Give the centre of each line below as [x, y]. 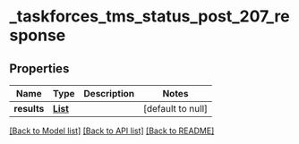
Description [109, 93]
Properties [39, 68]
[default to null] [175, 109]
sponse [38, 35]
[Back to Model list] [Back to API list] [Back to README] [112, 131]
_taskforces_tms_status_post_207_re [149, 17]
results [29, 109]
